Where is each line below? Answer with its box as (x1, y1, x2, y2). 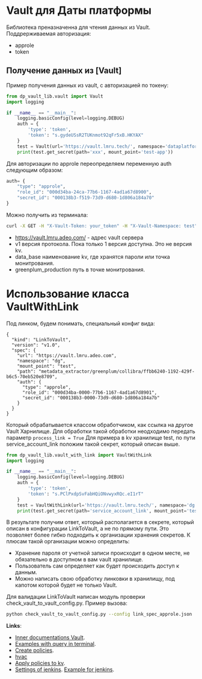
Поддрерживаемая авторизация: (6, 30, 91, 37)
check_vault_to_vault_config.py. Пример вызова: (6, 599, 127, 607)
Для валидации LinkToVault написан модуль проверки (6, 593, 145, 601)
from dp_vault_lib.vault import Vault (6, 93, 103, 99)
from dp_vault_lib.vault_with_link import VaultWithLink (6, 452, 152, 458)
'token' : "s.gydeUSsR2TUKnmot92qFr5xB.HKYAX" (28, 132, 144, 138)
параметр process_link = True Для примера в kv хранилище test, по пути (6, 434, 195, 441)
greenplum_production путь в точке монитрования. (14, 266, 145, 273)
